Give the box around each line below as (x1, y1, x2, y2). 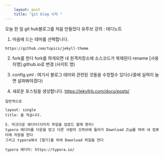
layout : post (14, 7, 41, 12)
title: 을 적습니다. (5, 112, 42, 117)
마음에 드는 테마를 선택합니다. (12, 36, 69, 42)
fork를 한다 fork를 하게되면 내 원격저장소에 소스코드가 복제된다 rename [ (12, 55, 151, 61)
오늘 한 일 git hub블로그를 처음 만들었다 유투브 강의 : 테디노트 (5, 25, 122, 32)
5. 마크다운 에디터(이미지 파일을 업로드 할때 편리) (5, 122, 94, 127)
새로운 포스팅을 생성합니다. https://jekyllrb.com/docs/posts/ (12, 88, 130, 94)
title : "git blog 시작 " (14, 12, 63, 17)
